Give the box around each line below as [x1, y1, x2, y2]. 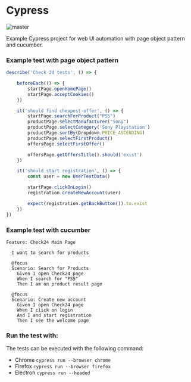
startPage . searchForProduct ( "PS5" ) [27, 113, 116, 119]
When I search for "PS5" [17, 275, 79, 282]
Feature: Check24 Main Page [6, 239, 76, 245]
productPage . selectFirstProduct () [27, 135, 113, 141]
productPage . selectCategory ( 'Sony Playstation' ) [27, 125, 151, 131]
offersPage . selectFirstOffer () [27, 141, 105, 147]
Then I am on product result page [17, 281, 102, 287]
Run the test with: [6, 331, 58, 340]
